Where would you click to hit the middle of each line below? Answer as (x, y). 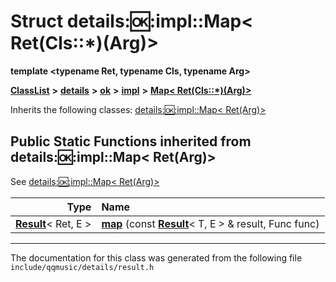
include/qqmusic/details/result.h (82, 267)
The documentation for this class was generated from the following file (156, 257)
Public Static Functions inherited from (131, 141)
